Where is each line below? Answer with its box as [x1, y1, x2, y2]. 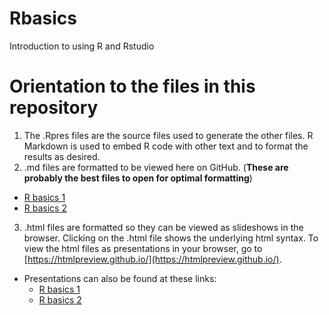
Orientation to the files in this [9, 75, 256, 98]
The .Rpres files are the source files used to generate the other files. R [23, 129, 314, 141]
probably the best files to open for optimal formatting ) [23, 172, 253, 184]
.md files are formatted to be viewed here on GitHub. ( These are [23, 161, 289, 173]
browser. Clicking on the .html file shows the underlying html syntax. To [23, 232, 319, 244]
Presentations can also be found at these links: [23, 272, 217, 284]
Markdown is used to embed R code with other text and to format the [23, 140, 309, 152]
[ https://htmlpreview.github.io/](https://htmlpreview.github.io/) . [23, 253, 282, 265]
